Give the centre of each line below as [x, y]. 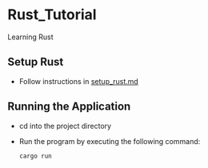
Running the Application [69, 107]
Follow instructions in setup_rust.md [79, 81]
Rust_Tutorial [52, 15]
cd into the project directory [65, 126]
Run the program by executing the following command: [110, 141]
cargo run [36, 156]
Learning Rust [30, 37]
